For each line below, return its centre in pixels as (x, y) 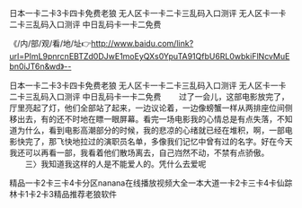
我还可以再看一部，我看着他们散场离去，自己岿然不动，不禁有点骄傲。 (139, 152)
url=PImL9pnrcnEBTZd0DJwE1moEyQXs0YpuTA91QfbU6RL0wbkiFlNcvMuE (150, 56)
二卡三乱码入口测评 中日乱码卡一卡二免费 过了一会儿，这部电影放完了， (149, 96)
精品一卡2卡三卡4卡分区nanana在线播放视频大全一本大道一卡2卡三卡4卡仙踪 (151, 183)
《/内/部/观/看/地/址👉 (50, 43)
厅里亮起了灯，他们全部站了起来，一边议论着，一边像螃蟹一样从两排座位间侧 (151, 108)
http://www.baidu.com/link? (142, 43)
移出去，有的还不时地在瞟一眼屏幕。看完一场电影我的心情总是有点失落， (143, 119)
